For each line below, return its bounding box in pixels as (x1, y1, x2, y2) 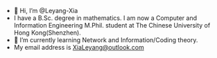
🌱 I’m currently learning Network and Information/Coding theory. (13, 36, 198, 44)
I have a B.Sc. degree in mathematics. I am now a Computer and (13, 14, 198, 22)
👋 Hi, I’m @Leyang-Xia (13, 7, 78, 14)
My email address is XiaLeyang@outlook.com (13, 43, 144, 51)
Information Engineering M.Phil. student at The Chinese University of (13, 21, 211, 29)
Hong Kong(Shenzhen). (13, 28, 81, 37)
